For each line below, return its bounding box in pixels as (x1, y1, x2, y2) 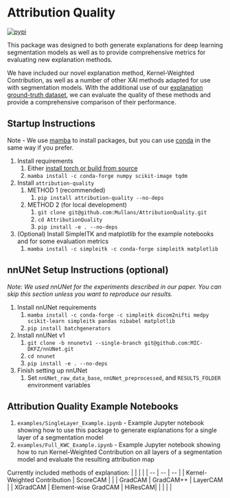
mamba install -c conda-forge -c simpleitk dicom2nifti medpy (27, 311, 209, 319)
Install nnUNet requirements (16, 303, 97, 311)
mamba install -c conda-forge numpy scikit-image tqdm (27, 172, 187, 179)
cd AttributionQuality (37, 216, 103, 223)
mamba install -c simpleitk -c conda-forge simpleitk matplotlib (27, 245, 218, 252)
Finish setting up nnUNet (16, 366, 88, 374)
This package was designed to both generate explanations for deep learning (7, 41, 223, 49)
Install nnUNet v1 (16, 331, 65, 339)
